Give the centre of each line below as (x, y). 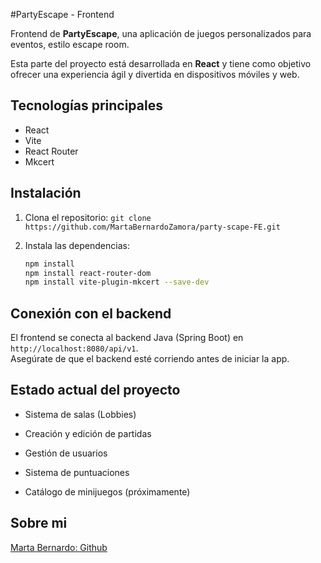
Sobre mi (39, 523)
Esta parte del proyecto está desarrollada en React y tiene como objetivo (161, 63)
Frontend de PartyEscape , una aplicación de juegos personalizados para (161, 33)
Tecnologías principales (86, 105)
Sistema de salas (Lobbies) (80, 414)
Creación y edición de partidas (88, 433)
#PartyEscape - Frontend (62, 14)
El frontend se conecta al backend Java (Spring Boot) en (127, 338)
